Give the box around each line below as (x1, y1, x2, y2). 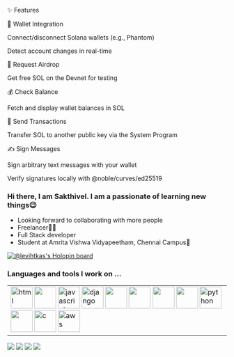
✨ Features (7, 6, 40, 14)
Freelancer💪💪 (17, 223, 57, 232)
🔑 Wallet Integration (7, 20, 64, 28)
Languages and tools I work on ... (7, 269, 122, 279)
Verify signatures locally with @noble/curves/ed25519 (7, 174, 162, 182)
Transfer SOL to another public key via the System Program (7, 131, 178, 138)
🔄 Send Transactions (7, 118, 67, 125)
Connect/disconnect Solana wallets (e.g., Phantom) (7, 33, 155, 41)
